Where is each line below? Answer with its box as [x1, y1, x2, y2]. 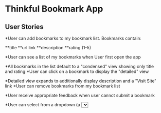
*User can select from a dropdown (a [5, 102, 80, 107]
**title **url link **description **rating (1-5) [5, 45, 91, 50]
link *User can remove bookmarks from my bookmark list [5, 83, 120, 89]
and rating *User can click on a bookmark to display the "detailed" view [5, 69, 149, 74]
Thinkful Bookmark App [5, 3, 104, 14]
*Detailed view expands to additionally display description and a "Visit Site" [5, 78, 157, 84]
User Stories [5, 23, 44, 31]
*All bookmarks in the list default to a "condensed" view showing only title [5, 64, 154, 69]
